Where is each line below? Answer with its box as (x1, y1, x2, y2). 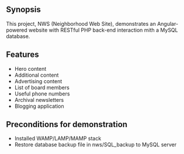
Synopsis (6, 5, 41, 15)
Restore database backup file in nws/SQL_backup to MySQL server (14, 141, 177, 148)
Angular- (157, 20, 179, 27)
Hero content (14, 65, 47, 72)
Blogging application (14, 102, 64, 109)
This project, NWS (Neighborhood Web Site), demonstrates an (6, 20, 156, 27)
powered (6, 26, 27, 33)
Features (6, 50, 39, 60)
